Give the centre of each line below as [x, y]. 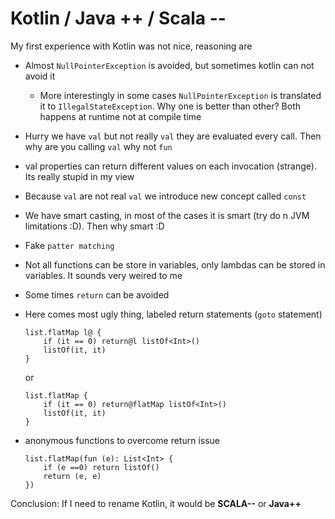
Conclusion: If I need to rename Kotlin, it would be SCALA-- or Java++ [156, 503]
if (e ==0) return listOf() [101, 467]
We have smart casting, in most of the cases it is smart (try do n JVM [167, 215]
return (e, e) [72, 476]
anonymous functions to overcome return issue [122, 440]
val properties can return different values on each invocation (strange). [170, 166]
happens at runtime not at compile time [120, 116]
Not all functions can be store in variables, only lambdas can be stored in [175, 264]
